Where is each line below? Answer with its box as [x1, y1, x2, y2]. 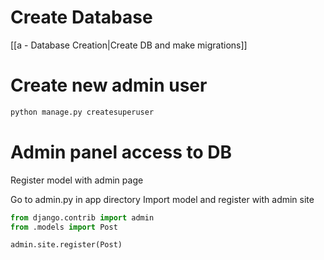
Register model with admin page [10, 174, 144, 186]
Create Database [10, 6, 153, 29]
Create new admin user [10, 74, 208, 97]
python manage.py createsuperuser [10, 107, 155, 117]
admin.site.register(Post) [10, 240, 123, 250]
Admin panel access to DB [10, 141, 233, 163]
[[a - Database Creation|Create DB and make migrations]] [10, 39, 248, 51]
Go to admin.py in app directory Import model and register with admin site [10, 193, 315, 205]
